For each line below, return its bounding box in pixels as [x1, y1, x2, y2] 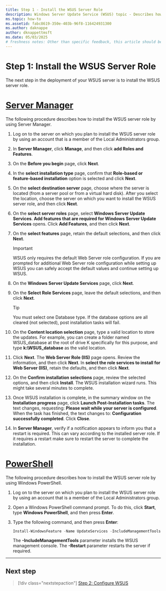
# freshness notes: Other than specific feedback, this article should [5, 40, 156, 45]
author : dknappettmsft [5, 30, 52, 35]
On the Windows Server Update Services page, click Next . [12, 280, 134, 286]
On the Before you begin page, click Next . [12, 160, 100, 166]
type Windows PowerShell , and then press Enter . [12, 509, 115, 515]
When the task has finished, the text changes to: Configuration [12, 410, 142, 416]
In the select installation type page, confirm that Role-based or [12, 170, 143, 176]
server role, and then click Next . [12, 201, 78, 207]
